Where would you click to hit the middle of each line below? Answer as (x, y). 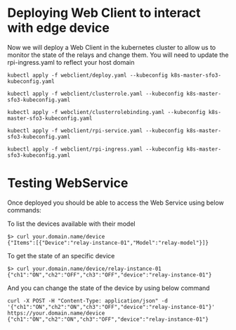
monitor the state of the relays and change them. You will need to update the (118, 55)
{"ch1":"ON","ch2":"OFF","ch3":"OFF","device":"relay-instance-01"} (110, 275)
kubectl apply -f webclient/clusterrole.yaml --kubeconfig (96, 94)
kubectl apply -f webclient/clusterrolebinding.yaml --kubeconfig (106, 112)
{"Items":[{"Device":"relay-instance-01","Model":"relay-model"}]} (108, 243)
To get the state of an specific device (61, 255)
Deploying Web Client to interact (104, 13)
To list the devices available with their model (71, 224)
